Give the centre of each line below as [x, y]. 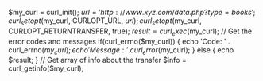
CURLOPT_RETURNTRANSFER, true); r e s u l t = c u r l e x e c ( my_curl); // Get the [130, 32]
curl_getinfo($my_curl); [46, 68]
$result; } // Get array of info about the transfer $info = [97, 60]
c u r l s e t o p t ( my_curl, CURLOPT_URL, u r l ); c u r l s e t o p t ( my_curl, [105, 21]
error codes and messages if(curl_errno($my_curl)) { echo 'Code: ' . [119, 41]
